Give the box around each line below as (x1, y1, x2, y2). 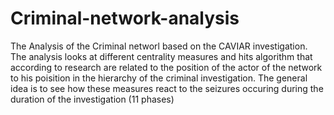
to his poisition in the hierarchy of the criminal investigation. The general (10, 72, 308, 84)
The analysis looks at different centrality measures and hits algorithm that (10, 50, 313, 62)
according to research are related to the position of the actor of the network (10, 61, 323, 73)
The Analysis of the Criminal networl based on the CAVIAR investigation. (10, 40, 308, 52)
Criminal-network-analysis (10, 7, 240, 30)
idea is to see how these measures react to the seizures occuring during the (10, 82, 324, 94)
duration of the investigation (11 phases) (10, 93, 175, 105)
